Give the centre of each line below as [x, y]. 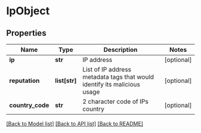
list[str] [66, 81]
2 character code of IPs [115, 101]
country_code [29, 105]
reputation [25, 81]
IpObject [28, 11]
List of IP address [107, 69]
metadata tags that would [118, 77]
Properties [26, 33]
